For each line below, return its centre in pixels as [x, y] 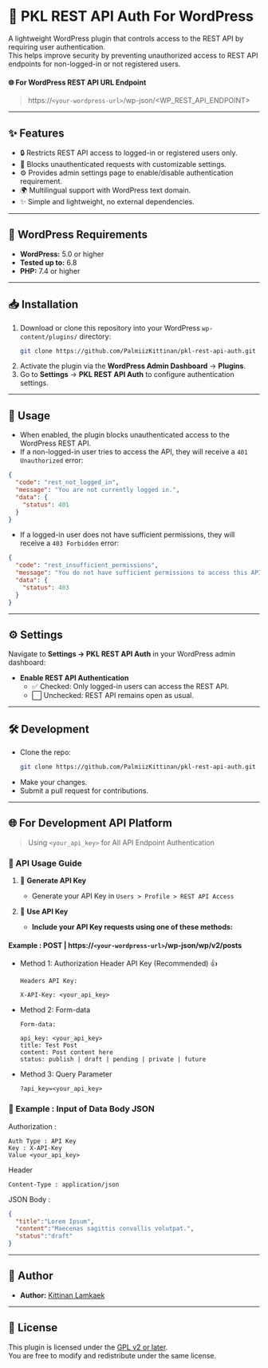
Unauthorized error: [51, 460]
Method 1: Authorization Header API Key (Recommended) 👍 [118, 964]
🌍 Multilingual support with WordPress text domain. [105, 190]
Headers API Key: [49, 981]
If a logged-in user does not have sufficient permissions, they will [127, 535]
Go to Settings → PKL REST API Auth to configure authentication [127, 375]
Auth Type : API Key [43, 1141]
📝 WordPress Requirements [78, 235]
